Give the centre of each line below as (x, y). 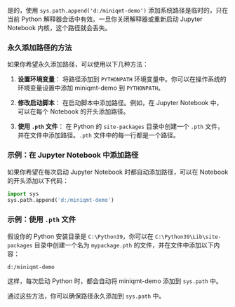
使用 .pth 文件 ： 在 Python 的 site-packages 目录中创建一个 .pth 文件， (120, 127)
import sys (23, 194)
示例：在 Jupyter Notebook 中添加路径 (73, 155)
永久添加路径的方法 (40, 48)
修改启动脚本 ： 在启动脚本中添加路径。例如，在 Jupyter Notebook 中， (120, 103)
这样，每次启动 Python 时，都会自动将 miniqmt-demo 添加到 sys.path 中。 (115, 281)
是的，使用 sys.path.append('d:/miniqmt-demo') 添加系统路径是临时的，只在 (118, 10)
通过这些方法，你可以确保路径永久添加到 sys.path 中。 (86, 296)
